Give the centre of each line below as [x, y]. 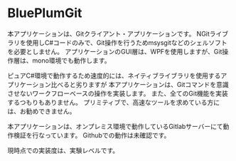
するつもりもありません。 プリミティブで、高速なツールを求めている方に [114, 102]
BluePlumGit [45, 13]
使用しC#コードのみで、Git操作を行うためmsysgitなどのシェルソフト [127, 42]
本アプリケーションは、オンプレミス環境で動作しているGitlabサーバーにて [115, 126]
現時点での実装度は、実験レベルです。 [63, 150]
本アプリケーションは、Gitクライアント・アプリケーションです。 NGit [108, 33]
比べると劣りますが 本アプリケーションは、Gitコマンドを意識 [140, 84]
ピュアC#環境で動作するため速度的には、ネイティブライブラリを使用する [114, 76]
